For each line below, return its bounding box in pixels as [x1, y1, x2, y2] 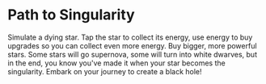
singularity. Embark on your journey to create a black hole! [7, 66, 203, 76]
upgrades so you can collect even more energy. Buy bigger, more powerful [7, 40, 257, 50]
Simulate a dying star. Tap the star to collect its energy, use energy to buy [7, 32, 253, 42]
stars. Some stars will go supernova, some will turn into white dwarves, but [7, 49, 258, 59]
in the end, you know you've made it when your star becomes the [7, 58, 226, 68]
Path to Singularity [7, 6, 135, 24]
